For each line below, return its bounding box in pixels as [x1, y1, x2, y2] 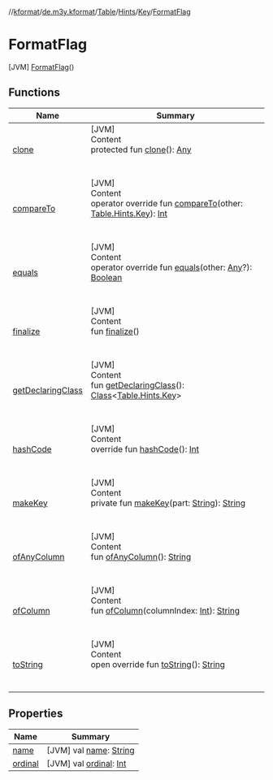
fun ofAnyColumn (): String [90, 551, 192, 562]
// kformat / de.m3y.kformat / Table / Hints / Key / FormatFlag [8, 7, 191, 16]
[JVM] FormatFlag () [8, 62, 75, 71]
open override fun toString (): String [90, 658, 226, 669]
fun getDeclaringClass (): [90, 379, 184, 391]
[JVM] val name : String [46, 744, 136, 756]
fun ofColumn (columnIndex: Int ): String [90, 604, 240, 616]
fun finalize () [90, 325, 140, 336]
